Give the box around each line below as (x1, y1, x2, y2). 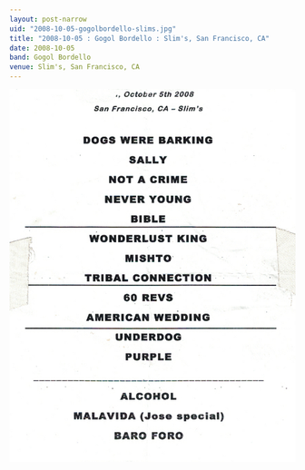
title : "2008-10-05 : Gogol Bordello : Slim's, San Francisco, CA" (9, 34, 271, 43)
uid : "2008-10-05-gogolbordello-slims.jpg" (9, 24, 177, 34)
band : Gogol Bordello (9, 53, 92, 63)
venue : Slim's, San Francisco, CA (9, 63, 141, 72)
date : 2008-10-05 (9, 44, 75, 53)
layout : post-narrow (9, 15, 88, 24)
